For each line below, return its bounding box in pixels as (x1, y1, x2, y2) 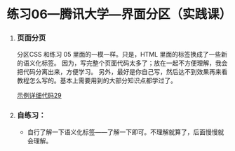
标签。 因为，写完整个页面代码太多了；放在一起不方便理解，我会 (41, 59, 228, 67)
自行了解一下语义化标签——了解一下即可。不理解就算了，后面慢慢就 (27, 127, 224, 136)
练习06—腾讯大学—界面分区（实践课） (6, 6, 232, 22)
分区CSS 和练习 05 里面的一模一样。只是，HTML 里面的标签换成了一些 (16, 50, 222, 59)
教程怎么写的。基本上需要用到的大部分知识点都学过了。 (16, 76, 177, 85)
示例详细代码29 (16, 92, 62, 100)
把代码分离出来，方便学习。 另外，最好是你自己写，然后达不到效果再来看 (16, 68, 228, 76)
